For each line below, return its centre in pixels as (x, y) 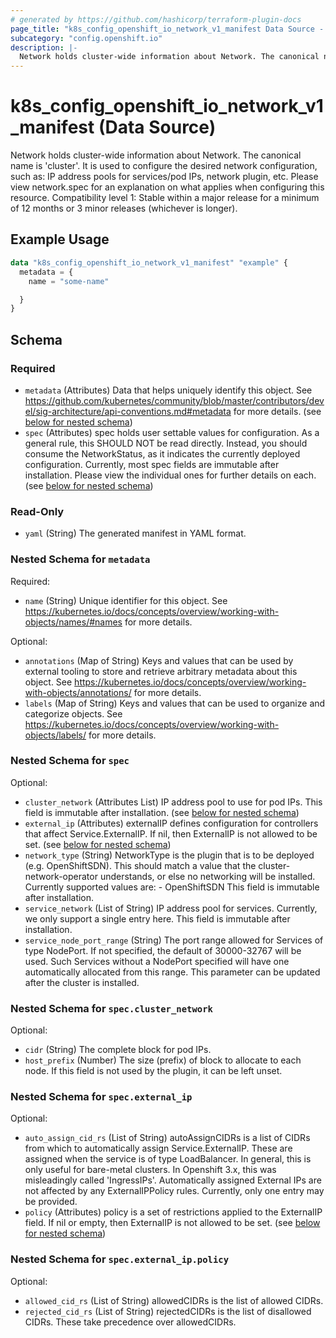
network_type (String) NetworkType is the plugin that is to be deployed (169, 855)
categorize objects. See (73, 713)
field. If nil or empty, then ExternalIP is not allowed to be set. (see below (172, 1223)
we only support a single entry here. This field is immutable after (157, 918)
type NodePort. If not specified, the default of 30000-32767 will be (163, 950)
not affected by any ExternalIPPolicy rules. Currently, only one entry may (174, 1191)
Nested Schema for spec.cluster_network (111, 1008)
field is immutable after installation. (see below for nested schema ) (162, 812)
